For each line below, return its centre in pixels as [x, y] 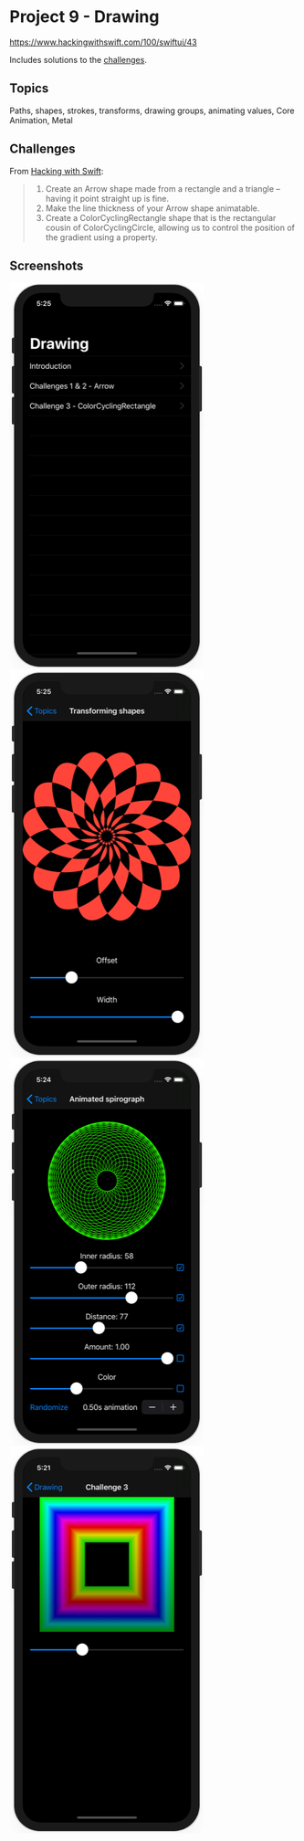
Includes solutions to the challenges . [79, 59]
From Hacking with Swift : [57, 171]
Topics [29, 89]
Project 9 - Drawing [84, 17]
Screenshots [47, 265]
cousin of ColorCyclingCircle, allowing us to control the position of [170, 227]
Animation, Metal [41, 120]
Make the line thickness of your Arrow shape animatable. [152, 208]
